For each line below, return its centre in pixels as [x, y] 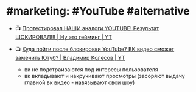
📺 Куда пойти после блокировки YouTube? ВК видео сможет [95, 49]
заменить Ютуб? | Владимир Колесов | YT [70, 57]
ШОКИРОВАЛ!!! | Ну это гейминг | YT [64, 37]
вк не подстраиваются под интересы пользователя [91, 69]
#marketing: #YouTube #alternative [98, 11]
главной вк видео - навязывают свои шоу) [79, 82]
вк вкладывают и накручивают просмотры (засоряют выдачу [104, 76]
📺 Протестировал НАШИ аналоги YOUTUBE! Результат [87, 28]
